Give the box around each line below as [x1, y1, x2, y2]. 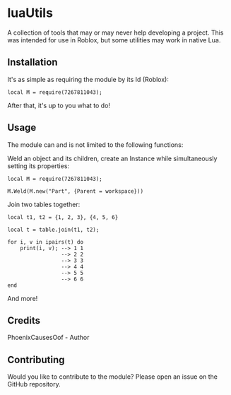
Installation [7, 57, 58, 69]
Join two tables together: [7, 200, 81, 208]
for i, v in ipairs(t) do [7, 238, 83, 245]
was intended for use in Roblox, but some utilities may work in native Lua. [7, 35, 221, 44]
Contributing [7, 353, 65, 365]
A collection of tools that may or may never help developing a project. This [7, 28, 224, 37]
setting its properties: [7, 161, 69, 170]
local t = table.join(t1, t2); [7, 226, 100, 233]
